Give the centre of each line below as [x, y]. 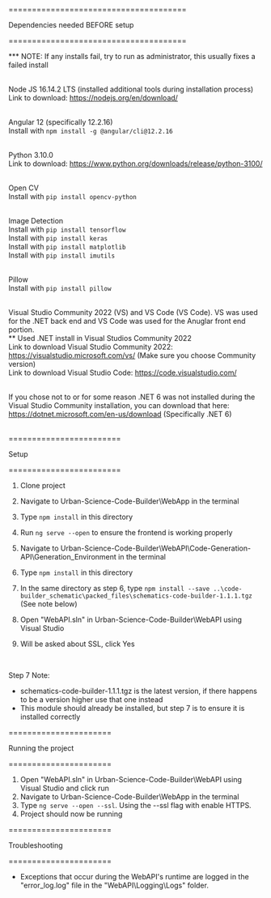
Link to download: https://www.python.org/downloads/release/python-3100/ [135, 164]
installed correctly [50, 717]
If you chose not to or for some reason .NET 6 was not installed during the [132, 397]
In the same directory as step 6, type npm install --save [115, 588]
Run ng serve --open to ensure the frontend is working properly [126, 532]
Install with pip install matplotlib [67, 247]
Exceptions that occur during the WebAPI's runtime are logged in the [134, 877]
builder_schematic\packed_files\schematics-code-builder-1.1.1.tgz [136, 596]
